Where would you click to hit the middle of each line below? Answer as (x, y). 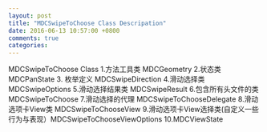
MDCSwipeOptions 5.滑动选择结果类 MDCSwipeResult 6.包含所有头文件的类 (133, 90)
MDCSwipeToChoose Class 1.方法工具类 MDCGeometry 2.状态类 (115, 70)
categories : (28, 46)
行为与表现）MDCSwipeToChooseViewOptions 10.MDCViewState (116, 119)
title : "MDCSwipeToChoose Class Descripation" (87, 23)
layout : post (30, 16)
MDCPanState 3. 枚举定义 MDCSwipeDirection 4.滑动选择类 (107, 79)
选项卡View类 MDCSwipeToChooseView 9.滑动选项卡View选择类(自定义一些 (133, 110)
